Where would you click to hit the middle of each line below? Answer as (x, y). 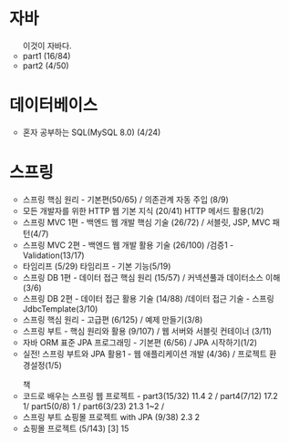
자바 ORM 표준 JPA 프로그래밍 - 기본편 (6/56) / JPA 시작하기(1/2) (140, 342)
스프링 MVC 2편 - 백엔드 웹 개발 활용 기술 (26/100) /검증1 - (128, 245)
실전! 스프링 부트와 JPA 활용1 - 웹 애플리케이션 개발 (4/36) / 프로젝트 (144, 354)
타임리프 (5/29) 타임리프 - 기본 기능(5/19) (97, 266)
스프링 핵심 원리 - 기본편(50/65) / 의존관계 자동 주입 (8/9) (126, 199)
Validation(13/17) (53, 255)
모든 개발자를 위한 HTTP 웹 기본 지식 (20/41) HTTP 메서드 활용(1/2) (143, 211)
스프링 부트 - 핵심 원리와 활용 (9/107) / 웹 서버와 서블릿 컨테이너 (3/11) (147, 331)
